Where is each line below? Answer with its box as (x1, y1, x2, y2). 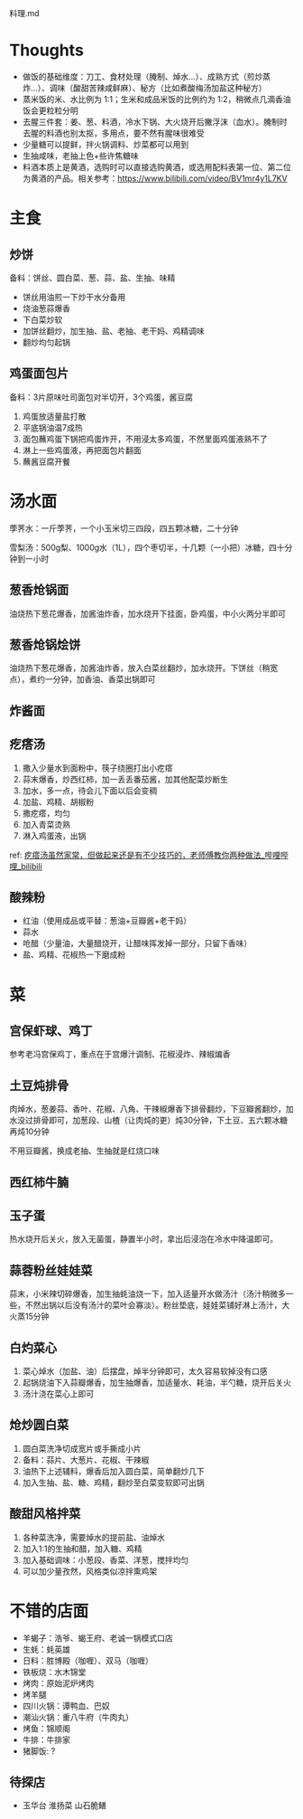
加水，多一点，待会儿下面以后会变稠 (22, 785, 158, 796)
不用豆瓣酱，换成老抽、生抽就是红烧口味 (9, 1145, 160, 1156)
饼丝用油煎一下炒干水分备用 (22, 291, 126, 302)
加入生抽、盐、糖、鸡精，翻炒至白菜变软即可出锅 (22, 1477, 205, 1488)
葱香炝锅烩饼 (9, 637, 81, 652)
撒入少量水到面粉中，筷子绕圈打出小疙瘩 (22, 763, 173, 773)
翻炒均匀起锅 (22, 336, 70, 347)
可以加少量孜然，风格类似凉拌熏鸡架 (22, 1566, 158, 1577)
